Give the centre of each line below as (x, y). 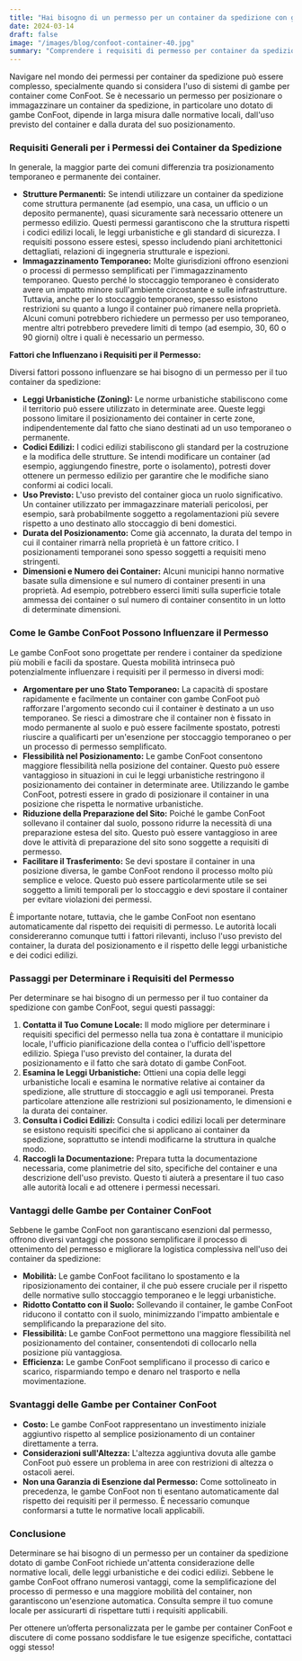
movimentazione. (54, 1381)
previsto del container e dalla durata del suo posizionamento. (122, 125)
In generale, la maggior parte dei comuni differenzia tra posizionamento (142, 167)
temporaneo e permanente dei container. (85, 177)
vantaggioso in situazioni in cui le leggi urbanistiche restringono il (143, 775)
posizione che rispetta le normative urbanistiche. (113, 804)
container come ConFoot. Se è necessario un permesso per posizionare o (146, 96)
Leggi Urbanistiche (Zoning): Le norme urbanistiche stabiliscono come (155, 399)
